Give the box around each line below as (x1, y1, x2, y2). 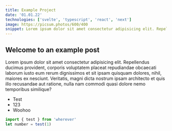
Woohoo (12, 107, 31, 113)
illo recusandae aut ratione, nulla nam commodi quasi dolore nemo (5, 80, 146, 87)
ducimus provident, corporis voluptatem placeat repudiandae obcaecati (5, 64, 157, 71)
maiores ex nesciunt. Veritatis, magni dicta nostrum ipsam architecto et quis (5, 75, 165, 81)
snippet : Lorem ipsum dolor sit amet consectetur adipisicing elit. (5, 27, 155, 32)
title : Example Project (5, 7, 56, 13)
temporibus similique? (5, 86, 52, 92)
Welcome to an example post (5, 46, 100, 54)
